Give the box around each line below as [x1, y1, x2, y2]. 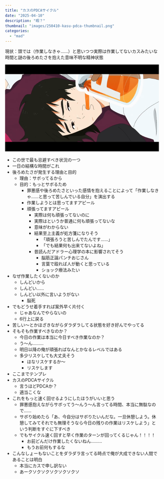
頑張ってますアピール [26, 205, 69, 211]
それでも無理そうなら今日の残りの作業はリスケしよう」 [41, 420, 152, 426]
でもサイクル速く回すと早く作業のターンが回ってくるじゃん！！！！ [19, 432, 156, 438]
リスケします [26, 365, 53, 370]
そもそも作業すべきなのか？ [12, 328, 68, 334]
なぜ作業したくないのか [12, 273, 60, 279]
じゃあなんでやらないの [19, 310, 67, 316]
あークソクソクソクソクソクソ [19, 469, 80, 475]
